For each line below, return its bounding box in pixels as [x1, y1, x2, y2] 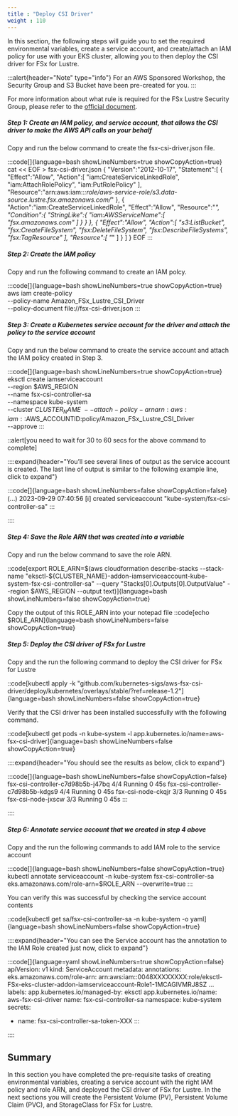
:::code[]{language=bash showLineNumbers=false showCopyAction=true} [7, 864, 225, 873]
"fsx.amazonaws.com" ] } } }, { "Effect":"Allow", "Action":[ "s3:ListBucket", [7, 218, 225, 227]
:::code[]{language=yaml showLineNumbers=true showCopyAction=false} [7, 958, 225, 966]
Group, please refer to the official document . [7, 102, 138, 110]
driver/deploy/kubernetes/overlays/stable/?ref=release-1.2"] [7, 687, 184, 696]
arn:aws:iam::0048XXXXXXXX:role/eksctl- [98, 973, 223, 981]
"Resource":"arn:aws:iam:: [7, 188, 85, 197]
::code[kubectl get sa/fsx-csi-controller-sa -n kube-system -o [7, 915, 189, 924]
